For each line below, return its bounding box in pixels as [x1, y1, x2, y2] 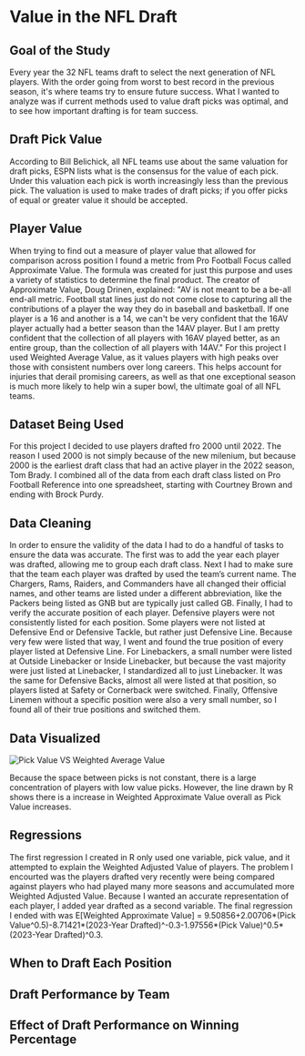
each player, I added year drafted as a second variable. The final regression [9, 899, 293, 911]
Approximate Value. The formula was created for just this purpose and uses [9, 264, 293, 275]
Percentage [9, 1031, 77, 1048]
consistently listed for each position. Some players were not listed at [9, 617, 266, 628]
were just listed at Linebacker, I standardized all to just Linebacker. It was [9, 665, 283, 676]
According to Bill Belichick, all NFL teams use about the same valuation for [9, 156, 289, 167]
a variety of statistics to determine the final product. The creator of [9, 274, 260, 285]
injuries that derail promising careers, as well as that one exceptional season [9, 371, 296, 381]
